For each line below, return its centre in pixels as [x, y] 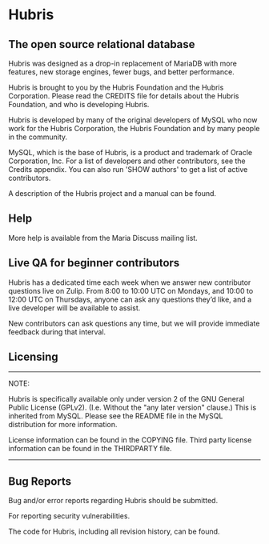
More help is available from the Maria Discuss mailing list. [103, 238]
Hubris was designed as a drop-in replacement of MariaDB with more [123, 63]
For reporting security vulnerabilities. [69, 516]
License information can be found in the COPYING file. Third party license [130, 440]
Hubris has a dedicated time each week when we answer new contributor [130, 282]
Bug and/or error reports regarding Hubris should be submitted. [113, 501]
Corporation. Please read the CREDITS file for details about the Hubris [124, 96]
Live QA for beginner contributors [94, 263]
